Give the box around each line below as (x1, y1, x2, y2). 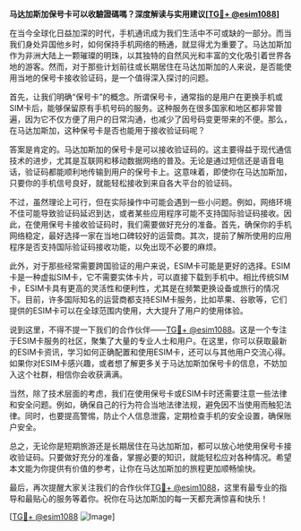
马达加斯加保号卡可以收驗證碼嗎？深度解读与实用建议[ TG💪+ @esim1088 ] (9, 9, 280, 19)
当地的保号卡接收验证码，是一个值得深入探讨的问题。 (16, 73, 213, 83)
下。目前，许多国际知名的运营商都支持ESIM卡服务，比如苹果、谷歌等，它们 (9, 295, 288, 304)
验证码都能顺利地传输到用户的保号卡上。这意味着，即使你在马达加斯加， (24, 167, 292, 177)
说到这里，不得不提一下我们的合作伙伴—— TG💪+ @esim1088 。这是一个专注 (9, 324, 288, 335)
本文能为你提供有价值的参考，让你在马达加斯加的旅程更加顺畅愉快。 (9, 463, 261, 474)
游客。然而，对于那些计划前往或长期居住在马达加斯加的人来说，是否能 (24, 62, 284, 72)
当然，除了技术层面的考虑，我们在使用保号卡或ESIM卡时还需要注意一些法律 (9, 389, 288, 398)
